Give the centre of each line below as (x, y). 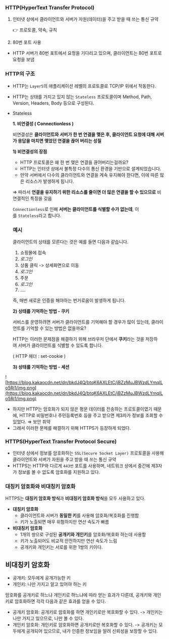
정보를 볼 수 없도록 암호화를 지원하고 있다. (59, 472)
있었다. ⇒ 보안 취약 (32, 422)
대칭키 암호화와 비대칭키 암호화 (40, 486)
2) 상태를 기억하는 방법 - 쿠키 (41, 311)
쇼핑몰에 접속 (33, 252)
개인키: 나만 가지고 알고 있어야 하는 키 (49, 584)
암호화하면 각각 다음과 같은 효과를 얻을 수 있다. (60, 602)
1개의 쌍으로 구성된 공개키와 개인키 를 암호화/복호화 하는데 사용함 (83, 535)
